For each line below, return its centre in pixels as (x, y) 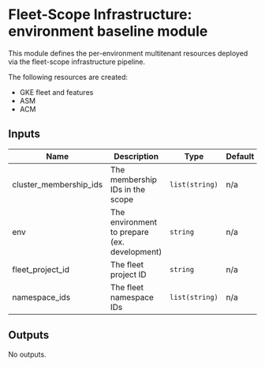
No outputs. (27, 354)
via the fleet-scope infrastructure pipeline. (77, 62)
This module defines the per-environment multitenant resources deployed (128, 53)
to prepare (130, 232)
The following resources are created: (68, 77)
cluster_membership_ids (58, 184)
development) (136, 252)
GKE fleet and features (56, 92)
